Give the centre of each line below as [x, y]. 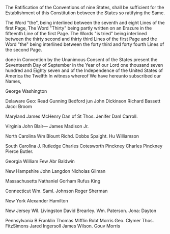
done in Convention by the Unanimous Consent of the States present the [81, 60]
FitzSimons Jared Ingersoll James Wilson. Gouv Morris [63, 226]
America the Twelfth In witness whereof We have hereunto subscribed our [83, 76]
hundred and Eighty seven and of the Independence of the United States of [84, 70]
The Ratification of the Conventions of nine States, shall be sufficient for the [85, 7]
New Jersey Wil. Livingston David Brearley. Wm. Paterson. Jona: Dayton [81, 211]
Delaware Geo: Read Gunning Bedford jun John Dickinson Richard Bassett [83, 101]
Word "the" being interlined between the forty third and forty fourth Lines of [85, 44]
